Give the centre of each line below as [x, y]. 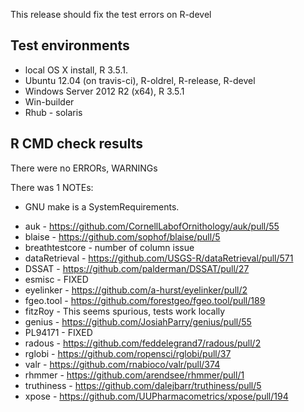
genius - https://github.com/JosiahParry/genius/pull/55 [138, 321]
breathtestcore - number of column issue [109, 247]
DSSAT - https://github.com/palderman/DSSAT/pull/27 [137, 268]
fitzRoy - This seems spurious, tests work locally [125, 311]
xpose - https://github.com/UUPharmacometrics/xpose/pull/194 [156, 396]
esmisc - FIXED [56, 279]
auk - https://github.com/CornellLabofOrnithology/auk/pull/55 [152, 226]
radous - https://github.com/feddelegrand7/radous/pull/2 [143, 343]
